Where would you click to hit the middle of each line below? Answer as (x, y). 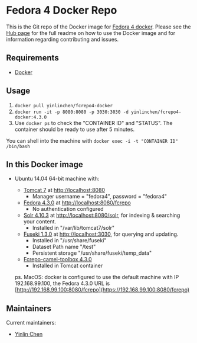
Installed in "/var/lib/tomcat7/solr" (73, 228)
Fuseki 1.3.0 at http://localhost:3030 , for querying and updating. (101, 234)
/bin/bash (18, 146)
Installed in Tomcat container (68, 266)
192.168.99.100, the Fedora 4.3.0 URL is (62, 283)
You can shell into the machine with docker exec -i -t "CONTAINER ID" (92, 140)
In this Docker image (45, 164)
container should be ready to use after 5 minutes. (74, 129)
